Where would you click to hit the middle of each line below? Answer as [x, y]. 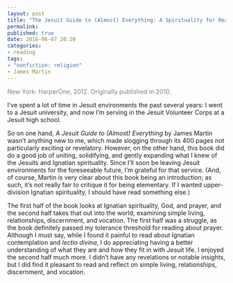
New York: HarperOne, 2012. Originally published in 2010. [89, 92]
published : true [31, 33]
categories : [24, 46]
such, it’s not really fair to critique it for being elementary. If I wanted [105, 185]
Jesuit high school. [34, 119]
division [18, 192]
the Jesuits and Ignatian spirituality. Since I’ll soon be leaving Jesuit [103, 162]
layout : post [26, 14]
